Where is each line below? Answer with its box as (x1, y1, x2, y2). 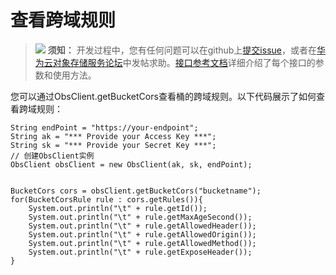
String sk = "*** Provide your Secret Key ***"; (10, 140, 217, 150)
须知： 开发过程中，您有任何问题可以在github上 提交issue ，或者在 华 (47, 44, 326, 56)
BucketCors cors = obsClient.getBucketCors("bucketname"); (10, 186, 262, 196)
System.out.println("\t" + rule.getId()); (28, 203, 208, 213)
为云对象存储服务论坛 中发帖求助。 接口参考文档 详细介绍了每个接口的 (34, 56, 316, 68)
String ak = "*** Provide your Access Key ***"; (10, 131, 217, 141)
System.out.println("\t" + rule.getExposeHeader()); (28, 247, 253, 257)
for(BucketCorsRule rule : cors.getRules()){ (10, 194, 203, 205)
